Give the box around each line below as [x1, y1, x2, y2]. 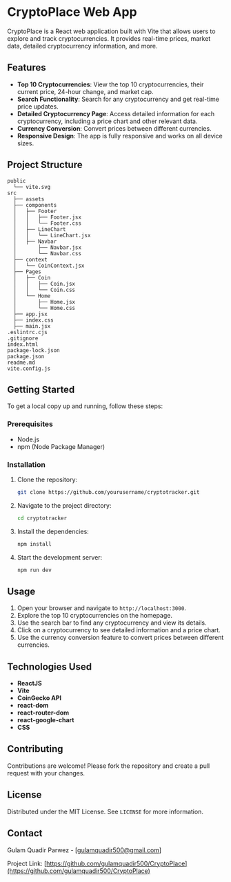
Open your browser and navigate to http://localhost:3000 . [17, 604, 186, 612]
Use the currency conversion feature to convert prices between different [17, 634, 224, 642]
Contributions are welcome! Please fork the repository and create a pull [7, 762, 210, 770]
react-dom [17, 701, 49, 710]
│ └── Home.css [13, 304, 76, 311]
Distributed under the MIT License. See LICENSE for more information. [7, 807, 203, 816]
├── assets [13, 195, 45, 203]
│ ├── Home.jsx [13, 298, 76, 305]
